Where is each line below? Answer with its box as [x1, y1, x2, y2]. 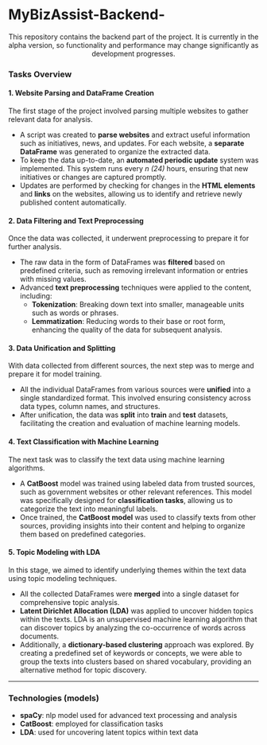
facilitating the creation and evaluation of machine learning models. [19, 419, 241, 428]
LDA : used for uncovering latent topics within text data [19, 727, 199, 737]
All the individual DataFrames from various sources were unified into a [19, 384, 251, 395]
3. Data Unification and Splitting [8, 343, 116, 353]
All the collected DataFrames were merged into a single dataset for [19, 589, 240, 599]
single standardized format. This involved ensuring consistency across [19, 393, 252, 403]
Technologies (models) [8, 692, 99, 704]
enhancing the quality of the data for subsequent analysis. [31, 325, 222, 335]
